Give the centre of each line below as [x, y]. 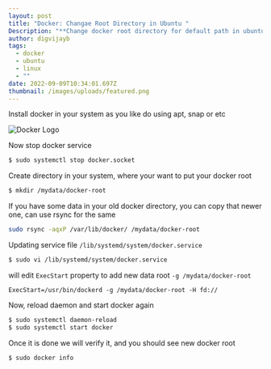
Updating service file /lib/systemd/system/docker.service [106, 245]
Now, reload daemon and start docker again [81, 305]
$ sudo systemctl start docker [61, 327]
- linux [29, 69]
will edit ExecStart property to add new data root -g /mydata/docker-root [130, 275]
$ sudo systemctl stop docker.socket [72, 160]
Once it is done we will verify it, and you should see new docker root [122, 343]
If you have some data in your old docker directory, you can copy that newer [135, 206]
